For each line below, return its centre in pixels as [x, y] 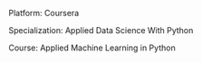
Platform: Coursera [44, 13]
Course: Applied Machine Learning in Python [92, 48]
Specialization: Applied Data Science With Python [101, 30]
